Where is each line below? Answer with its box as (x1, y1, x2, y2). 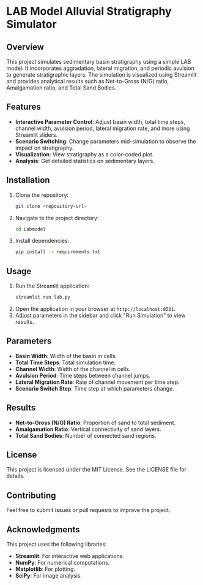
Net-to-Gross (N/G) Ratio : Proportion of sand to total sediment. (15, 419, 176, 426)
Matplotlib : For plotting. (15, 565, 75, 573)
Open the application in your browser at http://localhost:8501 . (15, 305, 176, 312)
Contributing (6, 490, 56, 500)
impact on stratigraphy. (15, 144, 74, 151)
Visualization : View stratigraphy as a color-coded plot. (15, 150, 154, 158)
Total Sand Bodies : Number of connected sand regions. (15, 432, 157, 439)
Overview (6, 42, 45, 52)
